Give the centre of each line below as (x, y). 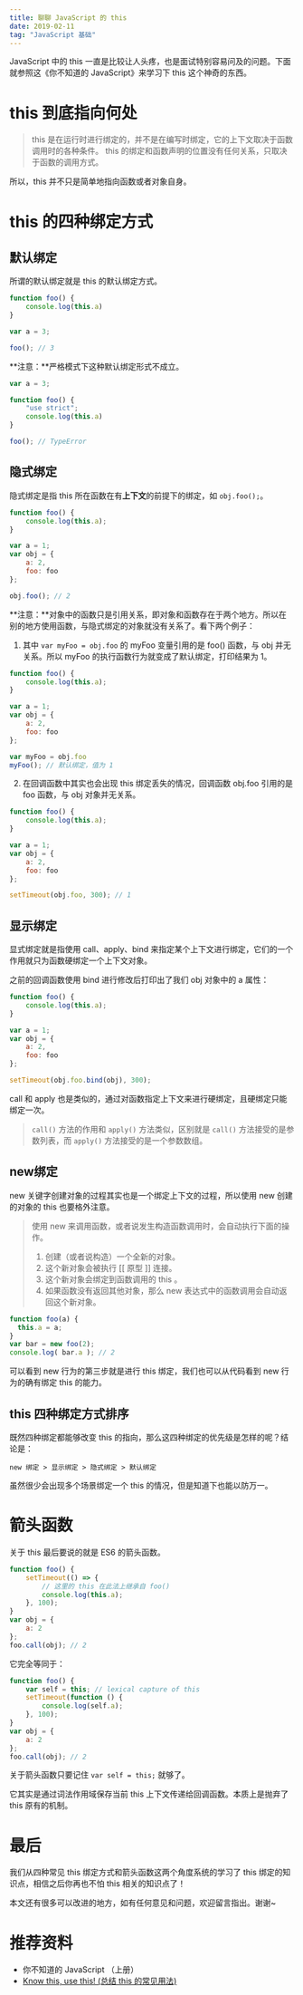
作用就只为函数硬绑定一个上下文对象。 (80, 960)
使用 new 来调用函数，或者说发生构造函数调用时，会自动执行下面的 (156, 1226)
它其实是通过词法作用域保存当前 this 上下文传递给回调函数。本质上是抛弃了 (149, 1794)
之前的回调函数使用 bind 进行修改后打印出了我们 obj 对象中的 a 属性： (139, 980)
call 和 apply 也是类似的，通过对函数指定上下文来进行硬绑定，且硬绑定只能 (148, 1098)
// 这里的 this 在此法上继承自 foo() (106, 1586)
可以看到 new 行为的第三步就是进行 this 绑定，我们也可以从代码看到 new (144, 1371)
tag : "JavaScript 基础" (53, 34)
